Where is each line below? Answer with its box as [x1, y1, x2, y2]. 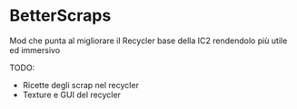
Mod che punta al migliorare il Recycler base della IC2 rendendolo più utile [9, 35, 288, 46]
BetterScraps [9, 5, 112, 26]
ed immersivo [9, 44, 61, 55]
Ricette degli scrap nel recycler [22, 79, 139, 90]
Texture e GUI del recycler [22, 89, 121, 100]
